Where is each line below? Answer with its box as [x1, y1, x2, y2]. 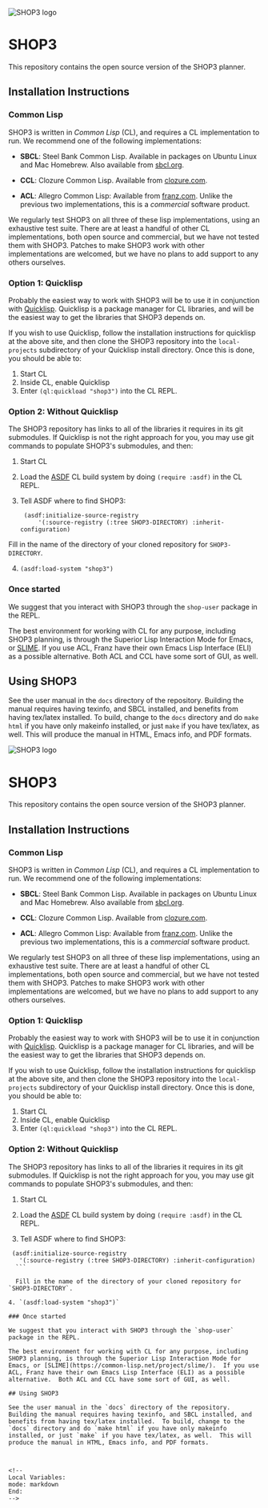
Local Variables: [8, 1473, 66, 1482]
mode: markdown [8, 1480, 59, 1488]
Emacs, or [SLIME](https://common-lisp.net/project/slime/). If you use [8, 1361, 260, 1370]
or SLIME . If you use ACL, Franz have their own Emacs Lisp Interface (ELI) [8, 642, 252, 652]
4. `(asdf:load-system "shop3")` [8, 1298, 120, 1306]
